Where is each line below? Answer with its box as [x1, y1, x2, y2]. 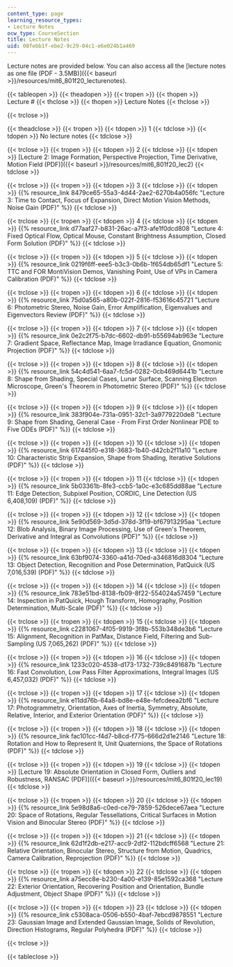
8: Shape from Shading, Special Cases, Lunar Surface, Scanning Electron [7, 374, 217, 383]
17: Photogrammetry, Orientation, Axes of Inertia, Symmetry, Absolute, [7, 703, 208, 712]
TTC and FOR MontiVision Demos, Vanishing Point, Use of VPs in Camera [7, 268, 218, 275]
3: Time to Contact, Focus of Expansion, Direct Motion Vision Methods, [7, 196, 211, 204]
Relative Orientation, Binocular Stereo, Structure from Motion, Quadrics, [7, 846, 213, 855]
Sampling [7, 639, 35, 648]
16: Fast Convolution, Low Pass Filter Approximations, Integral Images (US [7, 668, 219, 676]
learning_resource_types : [7, 17, 82, 24]
